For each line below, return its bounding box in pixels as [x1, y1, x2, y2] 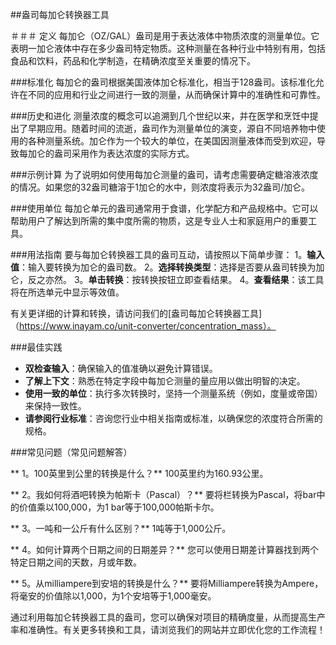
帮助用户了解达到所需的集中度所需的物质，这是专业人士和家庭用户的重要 [10, 215, 308, 227]
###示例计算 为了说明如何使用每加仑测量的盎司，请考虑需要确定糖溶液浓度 [10, 169, 319, 180]
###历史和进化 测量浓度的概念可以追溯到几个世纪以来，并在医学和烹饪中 [10, 110, 310, 122]
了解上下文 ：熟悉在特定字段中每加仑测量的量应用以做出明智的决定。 [24, 375, 306, 387]
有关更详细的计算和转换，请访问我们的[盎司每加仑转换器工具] [10, 308, 263, 319]
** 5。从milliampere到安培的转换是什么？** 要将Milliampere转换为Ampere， [10, 578, 324, 589]
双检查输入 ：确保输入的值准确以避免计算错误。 [24, 363, 218, 374]
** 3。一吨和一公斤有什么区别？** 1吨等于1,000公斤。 [10, 523, 232, 534]
